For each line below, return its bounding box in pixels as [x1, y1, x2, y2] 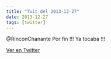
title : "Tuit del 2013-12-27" [6, 8, 80, 15]
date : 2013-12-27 [6, 14, 48, 20]
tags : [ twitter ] [6, 19, 46, 25]
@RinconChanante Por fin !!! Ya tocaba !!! [6, 36, 106, 43]
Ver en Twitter [6, 47, 40, 54]
